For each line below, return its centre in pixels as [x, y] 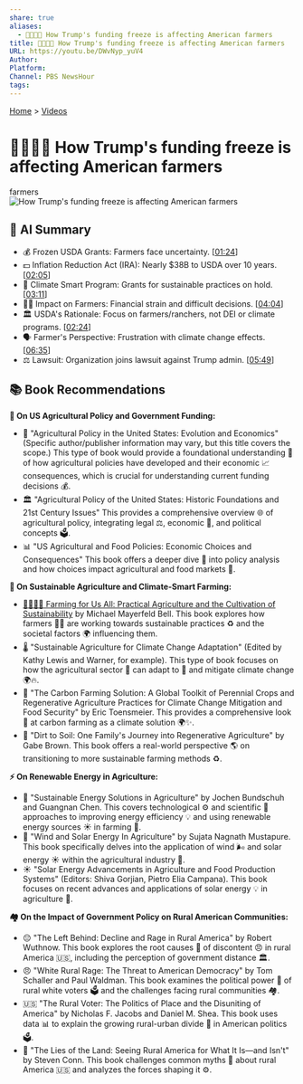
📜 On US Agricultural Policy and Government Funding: [113, 416]
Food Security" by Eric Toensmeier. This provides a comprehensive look [157, 712]
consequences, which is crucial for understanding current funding [146, 476]
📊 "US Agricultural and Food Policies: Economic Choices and [137, 547]
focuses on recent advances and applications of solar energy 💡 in [145, 889]
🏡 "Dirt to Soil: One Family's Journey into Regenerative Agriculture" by [153, 736]
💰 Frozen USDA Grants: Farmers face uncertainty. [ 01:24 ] [130, 252]
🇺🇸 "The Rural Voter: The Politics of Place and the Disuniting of [142, 1003]
